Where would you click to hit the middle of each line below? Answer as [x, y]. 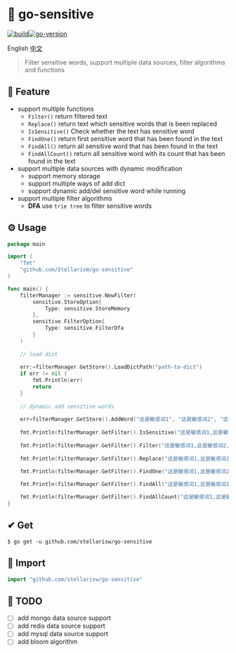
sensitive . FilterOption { [69, 322]
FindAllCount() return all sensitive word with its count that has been [126, 153]
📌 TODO [25, 601]
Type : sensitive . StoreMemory [87, 308]
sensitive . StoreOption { [67, 302]
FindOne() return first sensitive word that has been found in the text [125, 138]
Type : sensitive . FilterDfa [84, 328]
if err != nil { [44, 374]
